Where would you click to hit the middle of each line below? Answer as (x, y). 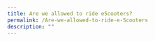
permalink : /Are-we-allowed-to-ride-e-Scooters (78, 20)
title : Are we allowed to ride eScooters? (70, 14)
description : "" (31, 26)
